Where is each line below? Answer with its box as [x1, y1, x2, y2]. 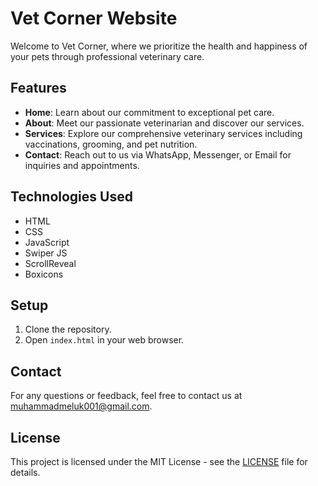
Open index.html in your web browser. [24, 334, 185, 346]
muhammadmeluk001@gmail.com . [10, 400, 153, 412]
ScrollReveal [24, 257, 77, 269]
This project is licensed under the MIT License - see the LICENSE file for [10, 456, 308, 467]
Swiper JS [24, 247, 68, 259]
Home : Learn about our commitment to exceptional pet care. [24, 106, 275, 118]
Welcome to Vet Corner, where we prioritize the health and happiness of [10, 40, 308, 52]
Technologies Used [10, 188, 133, 206]
